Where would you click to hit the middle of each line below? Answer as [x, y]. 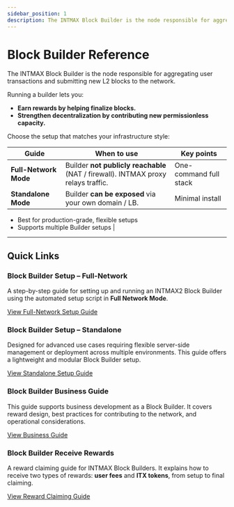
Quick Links [33, 256]
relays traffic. [87, 183]
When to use [117, 154]
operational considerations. [46, 421]
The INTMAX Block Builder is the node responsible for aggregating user [110, 74]
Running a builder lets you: [46, 95]
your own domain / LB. [102, 203]
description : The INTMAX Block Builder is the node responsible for [109, 20]
